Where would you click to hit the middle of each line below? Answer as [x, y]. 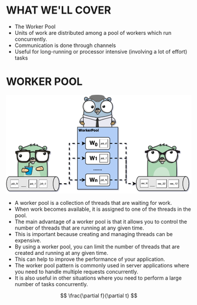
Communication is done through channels [65, 45]
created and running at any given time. [61, 253]
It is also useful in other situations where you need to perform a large [98, 278]
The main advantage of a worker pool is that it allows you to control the [101, 221]
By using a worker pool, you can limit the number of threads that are [97, 246]
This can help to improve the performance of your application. [90, 259]
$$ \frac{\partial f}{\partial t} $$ [99, 296]
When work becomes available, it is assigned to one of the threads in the [103, 209]
